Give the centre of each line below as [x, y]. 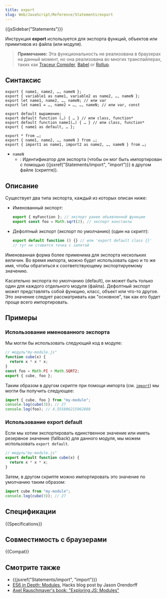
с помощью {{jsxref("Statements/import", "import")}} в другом [86, 165]
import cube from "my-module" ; [38, 491]
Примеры [21, 318]
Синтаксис [23, 80]
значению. [17, 271]
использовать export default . [37, 444]
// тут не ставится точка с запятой [51, 245]
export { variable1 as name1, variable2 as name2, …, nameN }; [73, 96]
